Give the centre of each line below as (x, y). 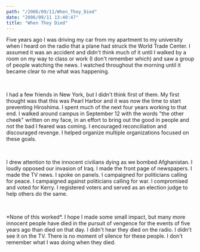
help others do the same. (37, 194)
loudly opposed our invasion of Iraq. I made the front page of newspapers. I (99, 168)
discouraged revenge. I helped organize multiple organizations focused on (98, 133)
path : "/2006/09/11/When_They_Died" (52, 12)
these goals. (21, 139)
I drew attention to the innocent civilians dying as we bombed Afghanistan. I (99, 162)
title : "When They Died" (37, 23)
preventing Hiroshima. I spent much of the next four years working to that (96, 107)
